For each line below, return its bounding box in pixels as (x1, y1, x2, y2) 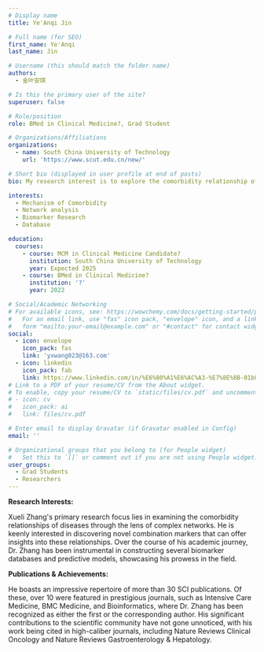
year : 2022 (28, 287, 65, 295)
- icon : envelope (15, 337, 72, 345)
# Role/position (8, 112, 61, 120)
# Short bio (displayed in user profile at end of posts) (8, 170, 202, 178)
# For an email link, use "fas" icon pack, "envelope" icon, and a (8, 315, 241, 323)
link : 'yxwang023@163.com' (22, 352, 111, 360)
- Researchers (15, 476, 61, 483)
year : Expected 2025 (28, 265, 97, 272)
